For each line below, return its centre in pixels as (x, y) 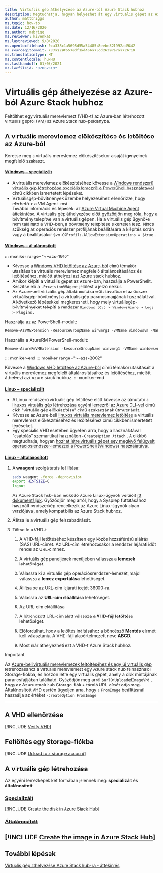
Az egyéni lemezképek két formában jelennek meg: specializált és (72, 781)
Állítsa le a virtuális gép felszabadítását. (51, 520)
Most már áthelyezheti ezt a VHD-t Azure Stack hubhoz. (75, 645)
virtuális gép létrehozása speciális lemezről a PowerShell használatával (83, 188)
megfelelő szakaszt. (25, 161)
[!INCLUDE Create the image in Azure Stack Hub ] (80, 837)
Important (15, 654)
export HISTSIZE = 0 (31, 481)
